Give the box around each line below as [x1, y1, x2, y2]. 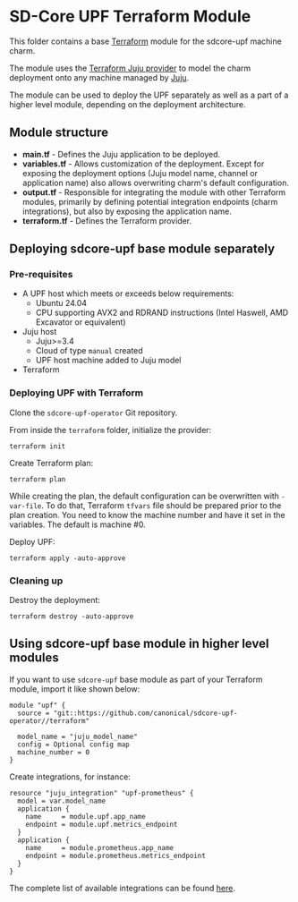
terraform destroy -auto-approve [9, 612, 134, 621]
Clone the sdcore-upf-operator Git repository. [9, 407, 178, 418]
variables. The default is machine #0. [9, 519, 146, 530]
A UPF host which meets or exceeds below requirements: [21, 288, 234, 299]
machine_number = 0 [17, 747, 90, 757]
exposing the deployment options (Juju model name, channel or [21, 167, 258, 178]
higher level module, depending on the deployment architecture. [9, 98, 246, 109]
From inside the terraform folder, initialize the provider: [9, 424, 212, 435]
